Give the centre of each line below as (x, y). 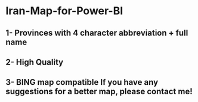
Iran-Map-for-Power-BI (64, 11)
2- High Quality (35, 62)
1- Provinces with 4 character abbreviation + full (97, 33)
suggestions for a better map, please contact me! (99, 92)
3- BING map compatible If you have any (82, 82)
